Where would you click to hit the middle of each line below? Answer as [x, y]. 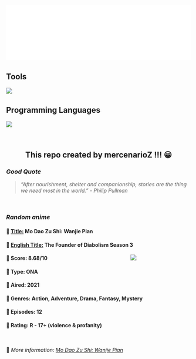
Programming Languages [53, 110]
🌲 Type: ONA [22, 271]
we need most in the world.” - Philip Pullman [74, 191]
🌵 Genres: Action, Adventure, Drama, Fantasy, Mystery [74, 298]
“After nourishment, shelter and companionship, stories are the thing [104, 184]
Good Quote [23, 172]
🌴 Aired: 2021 [23, 285]
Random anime [28, 217]
